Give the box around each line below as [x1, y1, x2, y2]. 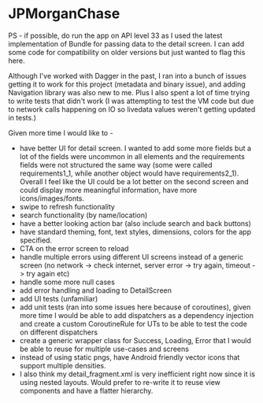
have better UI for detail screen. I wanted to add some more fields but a [19, 143, 252, 153]
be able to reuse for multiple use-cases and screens [19, 344, 189, 353]
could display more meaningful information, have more [19, 185, 198, 194]
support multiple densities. [19, 360, 106, 370]
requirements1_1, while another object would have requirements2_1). [19, 168, 239, 178]
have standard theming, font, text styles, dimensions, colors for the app [19, 227, 252, 236]
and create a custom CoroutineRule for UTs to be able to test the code [19, 319, 248, 328]
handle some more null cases [19, 277, 116, 287]
